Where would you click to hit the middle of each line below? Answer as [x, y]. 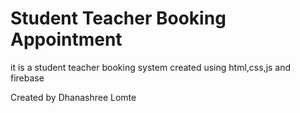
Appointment [66, 39]
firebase [27, 78]
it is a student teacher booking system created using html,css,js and [151, 67]
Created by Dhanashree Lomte [73, 97]
